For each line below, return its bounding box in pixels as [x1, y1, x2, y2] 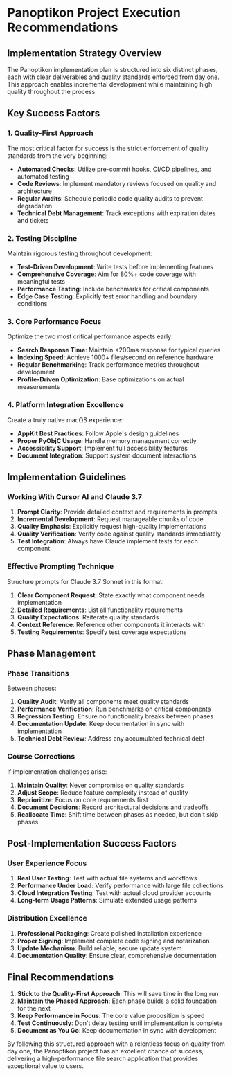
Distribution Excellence [7, 914, 88, 923]
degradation [17, 201, 53, 210]
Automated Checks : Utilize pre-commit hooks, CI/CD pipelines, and [17, 165, 212, 173]
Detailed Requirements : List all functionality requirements [17, 606, 184, 614]
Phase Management [7, 647, 96, 659]
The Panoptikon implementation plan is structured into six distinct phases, [7, 66, 218, 73]
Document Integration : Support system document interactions [17, 451, 197, 460]
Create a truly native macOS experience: [7, 415, 123, 424]
